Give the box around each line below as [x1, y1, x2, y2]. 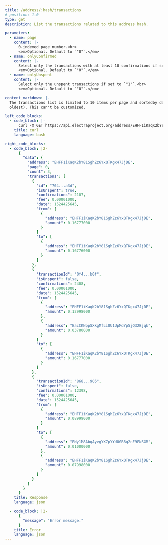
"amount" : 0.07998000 [45, 463, 91, 468]
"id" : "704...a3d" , [36, 183, 77, 188]
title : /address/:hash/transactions [5, 7, 81, 13]
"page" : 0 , [27, 165, 50, 170]
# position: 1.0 [5, 12, 39, 17]
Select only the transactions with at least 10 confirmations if [18, 63, 157, 68]
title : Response [14, 495, 48, 500]
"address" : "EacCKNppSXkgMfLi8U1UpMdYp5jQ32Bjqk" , [45, 323, 153, 328]
